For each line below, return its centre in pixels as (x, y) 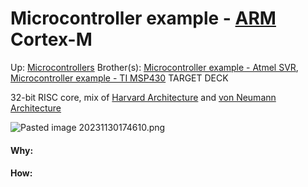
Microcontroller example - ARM (143, 18)
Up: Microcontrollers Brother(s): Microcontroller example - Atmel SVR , (154, 67)
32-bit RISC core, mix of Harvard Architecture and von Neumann (143, 97)
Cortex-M (51, 39)
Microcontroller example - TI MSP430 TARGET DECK (119, 78)
